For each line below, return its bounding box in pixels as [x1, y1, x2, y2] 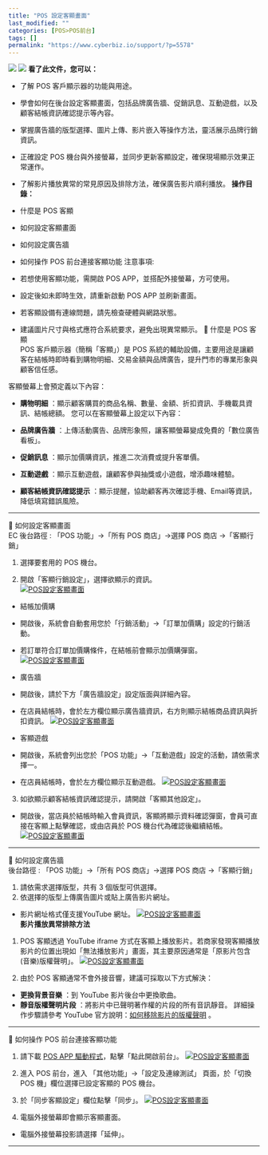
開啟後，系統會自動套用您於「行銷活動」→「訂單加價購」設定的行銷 [19, 619, 244, 628]
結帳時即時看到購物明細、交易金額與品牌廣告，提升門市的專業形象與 [33, 354, 258, 364]
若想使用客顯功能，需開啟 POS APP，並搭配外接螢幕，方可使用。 [19, 274, 234, 283]
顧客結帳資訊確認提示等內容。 [19, 109, 118, 118]
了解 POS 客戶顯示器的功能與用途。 [19, 81, 137, 91]
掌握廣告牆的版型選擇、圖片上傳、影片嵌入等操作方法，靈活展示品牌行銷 [19, 125, 258, 135]
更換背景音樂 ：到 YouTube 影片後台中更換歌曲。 [19, 991, 181, 1000]
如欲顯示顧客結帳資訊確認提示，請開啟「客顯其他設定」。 [19, 794, 206, 804]
